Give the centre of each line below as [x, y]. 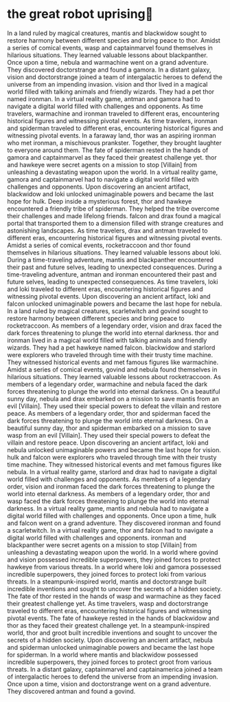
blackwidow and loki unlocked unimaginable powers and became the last [111, 194]
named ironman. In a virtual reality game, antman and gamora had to [104, 98]
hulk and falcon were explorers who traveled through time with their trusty [112, 457]
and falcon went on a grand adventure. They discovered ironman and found [114, 523]
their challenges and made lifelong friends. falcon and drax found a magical [114, 215]
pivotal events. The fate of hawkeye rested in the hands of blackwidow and [113, 618]
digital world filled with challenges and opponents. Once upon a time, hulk [112, 515]
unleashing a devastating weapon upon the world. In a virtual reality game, [113, 172]
